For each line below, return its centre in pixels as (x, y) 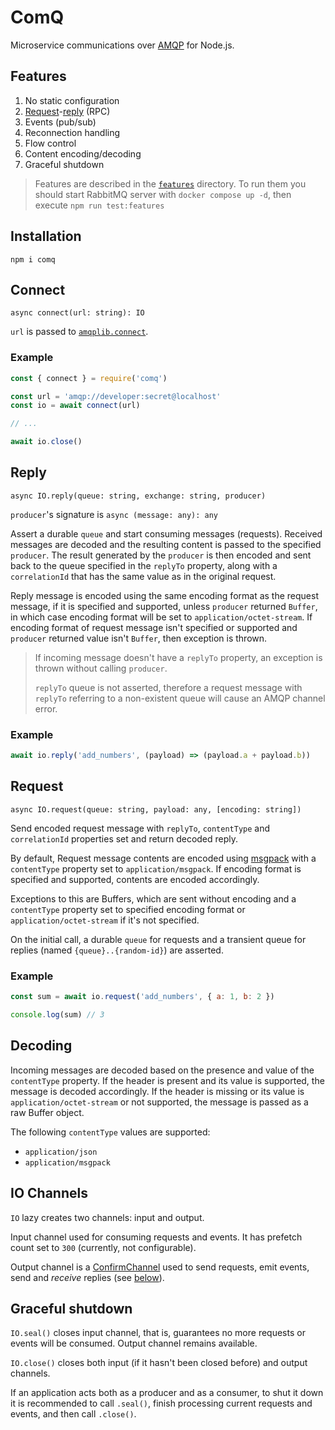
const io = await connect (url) (75, 406)
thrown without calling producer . (101, 668)
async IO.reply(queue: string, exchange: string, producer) (138, 496)
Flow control (50, 143)
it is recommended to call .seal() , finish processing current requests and (161, 1403)
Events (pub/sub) (60, 122)
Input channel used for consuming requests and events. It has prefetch (156, 1237)
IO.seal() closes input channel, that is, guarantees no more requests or (158, 1333)
